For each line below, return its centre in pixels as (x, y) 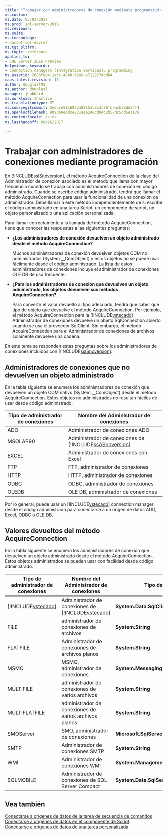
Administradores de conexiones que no (68, 367)
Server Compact (81, 786)
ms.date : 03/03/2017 (27, 19)
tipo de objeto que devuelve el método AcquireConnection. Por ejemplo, (87, 310)
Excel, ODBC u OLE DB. (29, 515)
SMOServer (21, 734)
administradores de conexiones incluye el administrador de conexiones (86, 269)
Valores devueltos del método (53, 530)
